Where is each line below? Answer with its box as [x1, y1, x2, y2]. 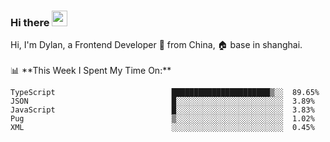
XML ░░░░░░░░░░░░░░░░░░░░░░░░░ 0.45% [10, 123, 315, 133]
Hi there [10, 15, 50, 29]
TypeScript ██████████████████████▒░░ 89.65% [10, 88, 320, 98]
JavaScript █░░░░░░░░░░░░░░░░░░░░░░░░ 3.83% [10, 105, 315, 115]
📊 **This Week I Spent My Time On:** [10, 65, 172, 77]
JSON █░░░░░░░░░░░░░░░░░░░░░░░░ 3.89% [10, 96, 315, 107]
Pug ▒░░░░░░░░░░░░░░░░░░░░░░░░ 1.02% [10, 114, 315, 124]
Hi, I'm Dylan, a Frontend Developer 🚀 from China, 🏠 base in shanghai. [10, 39, 303, 51]
